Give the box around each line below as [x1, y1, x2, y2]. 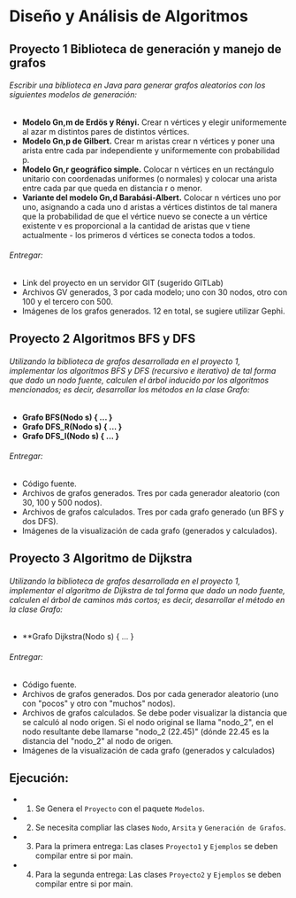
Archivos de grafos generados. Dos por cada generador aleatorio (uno [21, 688, 279, 699]
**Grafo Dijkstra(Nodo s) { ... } [21, 631, 134, 642]
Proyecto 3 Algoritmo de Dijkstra [9, 551, 193, 566]
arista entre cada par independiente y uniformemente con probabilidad [21, 144, 280, 156]
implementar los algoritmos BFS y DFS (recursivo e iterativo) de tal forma [9, 365, 277, 375]
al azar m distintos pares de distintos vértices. [21, 126, 190, 136]
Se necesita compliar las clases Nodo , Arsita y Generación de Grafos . [34, 822, 286, 833]
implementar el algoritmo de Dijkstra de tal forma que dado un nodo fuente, [9, 584, 285, 595]
